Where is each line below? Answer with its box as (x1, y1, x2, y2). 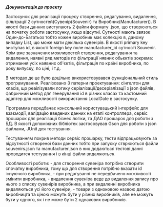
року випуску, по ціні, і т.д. (5, 65, 61, 71)
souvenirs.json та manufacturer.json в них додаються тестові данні (5, 146, 143, 151)
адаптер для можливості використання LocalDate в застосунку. (5, 96, 139, 102)
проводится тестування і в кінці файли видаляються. (5, 151, 116, 157)
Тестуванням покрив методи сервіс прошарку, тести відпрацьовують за (5, 135, 158, 141)
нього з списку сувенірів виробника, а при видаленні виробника (5, 181, 141, 187)
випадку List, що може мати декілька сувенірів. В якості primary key (5, 40, 148, 45)
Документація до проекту (5, 4, 62, 10)
